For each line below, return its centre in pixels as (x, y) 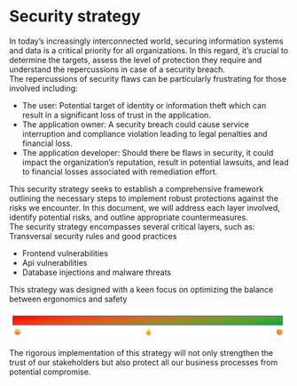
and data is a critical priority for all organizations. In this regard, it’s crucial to (149, 50)
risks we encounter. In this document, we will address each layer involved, (145, 207)
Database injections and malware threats (97, 272)
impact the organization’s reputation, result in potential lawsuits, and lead (155, 162)
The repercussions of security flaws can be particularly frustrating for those (148, 78)
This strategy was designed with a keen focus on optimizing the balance (141, 289)
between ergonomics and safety (68, 299)
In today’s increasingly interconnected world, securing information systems (146, 41)
